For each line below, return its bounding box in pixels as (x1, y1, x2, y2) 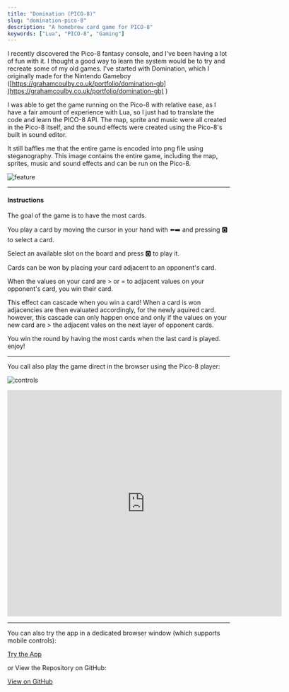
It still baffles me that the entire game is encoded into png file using (7, 144, 204, 153)
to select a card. (7, 236, 54, 244)
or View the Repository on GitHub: (7, 664, 107, 672)
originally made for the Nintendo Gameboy (7, 72, 131, 80)
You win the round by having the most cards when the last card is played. (7, 335, 221, 343)
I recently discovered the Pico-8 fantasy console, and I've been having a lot (7, 49, 228, 58)
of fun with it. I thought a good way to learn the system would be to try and (7, 57, 225, 66)
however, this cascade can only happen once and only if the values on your (7, 314, 228, 322)
